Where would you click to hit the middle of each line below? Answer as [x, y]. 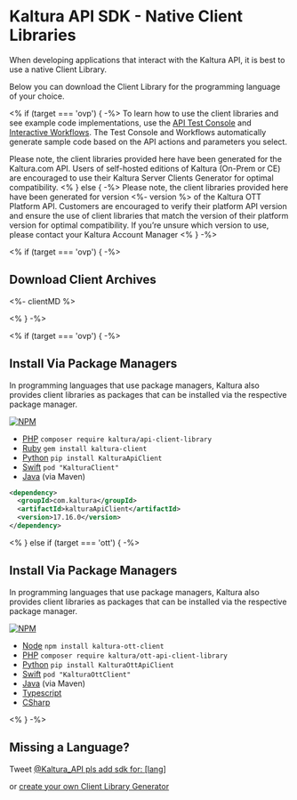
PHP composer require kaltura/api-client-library [116, 439]
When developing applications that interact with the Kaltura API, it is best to [147, 60]
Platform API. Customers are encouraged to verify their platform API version [148, 206]
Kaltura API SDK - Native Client [126, 16]
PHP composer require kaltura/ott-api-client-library [125, 655]
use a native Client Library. [58, 69]
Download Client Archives [83, 280]
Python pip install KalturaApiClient [92, 457]
